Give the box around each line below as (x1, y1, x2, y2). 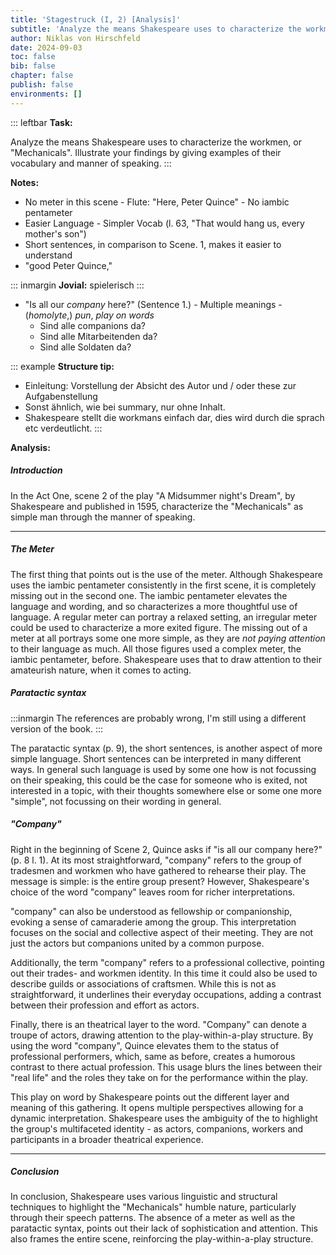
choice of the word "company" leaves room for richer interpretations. (10, 886, 296, 898)
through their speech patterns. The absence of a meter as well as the (10, 1212, 296, 1224)
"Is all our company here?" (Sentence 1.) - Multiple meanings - (24, 298, 283, 310)
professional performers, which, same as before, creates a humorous (10, 1050, 296, 1062)
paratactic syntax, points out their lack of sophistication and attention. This (10, 1222, 318, 1235)
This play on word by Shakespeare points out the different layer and (10, 1091, 290, 1103)
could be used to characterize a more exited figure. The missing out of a (10, 621, 308, 633)
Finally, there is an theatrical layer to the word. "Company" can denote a (10, 1018, 307, 1030)
